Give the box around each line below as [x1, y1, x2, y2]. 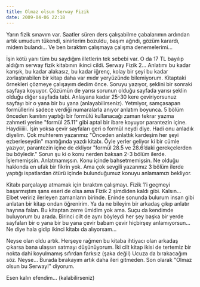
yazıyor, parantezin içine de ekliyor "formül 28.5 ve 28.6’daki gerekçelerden [6, 144, 192, 151]
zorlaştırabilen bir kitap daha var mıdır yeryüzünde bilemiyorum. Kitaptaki [6, 74, 186, 81]
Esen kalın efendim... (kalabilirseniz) [6, 274, 95, 281]
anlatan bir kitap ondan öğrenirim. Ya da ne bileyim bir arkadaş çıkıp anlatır [6, 200, 190, 207]
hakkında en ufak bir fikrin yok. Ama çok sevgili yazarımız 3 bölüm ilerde [6, 163, 184, 170]
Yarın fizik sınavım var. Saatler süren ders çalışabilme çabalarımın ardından [6, 30, 190, 38]
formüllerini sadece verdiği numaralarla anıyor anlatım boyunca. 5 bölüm [6, 106, 184, 113]
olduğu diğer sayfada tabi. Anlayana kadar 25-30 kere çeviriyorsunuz [6, 93, 177, 100]
